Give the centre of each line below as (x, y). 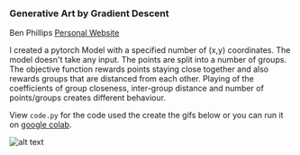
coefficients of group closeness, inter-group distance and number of (136, 89)
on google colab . (41, 125)
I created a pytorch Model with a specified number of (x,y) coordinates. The (150, 50)
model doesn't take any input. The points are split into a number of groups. (148, 60)
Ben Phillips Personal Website (64, 33)
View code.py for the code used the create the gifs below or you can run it (146, 116)
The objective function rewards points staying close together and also (139, 69)
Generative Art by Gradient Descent (89, 13)
